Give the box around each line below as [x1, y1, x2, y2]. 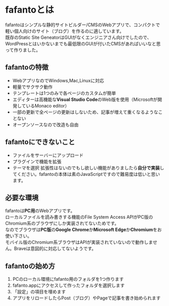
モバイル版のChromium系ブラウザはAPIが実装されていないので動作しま [5, 239, 153, 246]
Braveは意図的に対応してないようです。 [14, 246, 96, 252]
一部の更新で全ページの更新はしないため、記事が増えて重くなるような [12, 109, 158, 115]
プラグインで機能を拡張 [12, 158, 62, 164]
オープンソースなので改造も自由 [12, 121, 79, 128]
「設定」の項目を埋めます [12, 289, 66, 295]
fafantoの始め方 [5, 262, 55, 270]
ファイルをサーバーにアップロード [12, 152, 84, 158]
